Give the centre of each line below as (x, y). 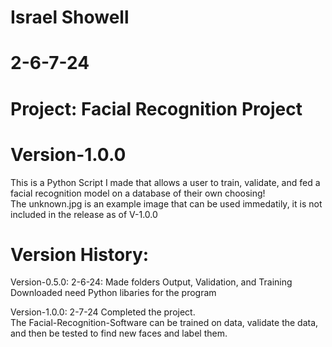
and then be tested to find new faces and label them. (119, 333)
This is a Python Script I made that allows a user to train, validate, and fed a (165, 182)
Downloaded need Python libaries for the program (113, 293)
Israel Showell (70, 17)
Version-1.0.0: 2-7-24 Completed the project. (103, 312)
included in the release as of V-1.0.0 (84, 214)
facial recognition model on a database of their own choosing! (138, 193)
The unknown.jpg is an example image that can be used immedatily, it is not (166, 203)
